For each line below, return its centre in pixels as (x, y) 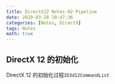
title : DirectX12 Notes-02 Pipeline (52, 12)
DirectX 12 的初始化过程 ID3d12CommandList (58, 74)
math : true (20, 34)
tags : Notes (21, 28)
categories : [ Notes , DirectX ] (44, 23)
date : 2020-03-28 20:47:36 (40, 17)
